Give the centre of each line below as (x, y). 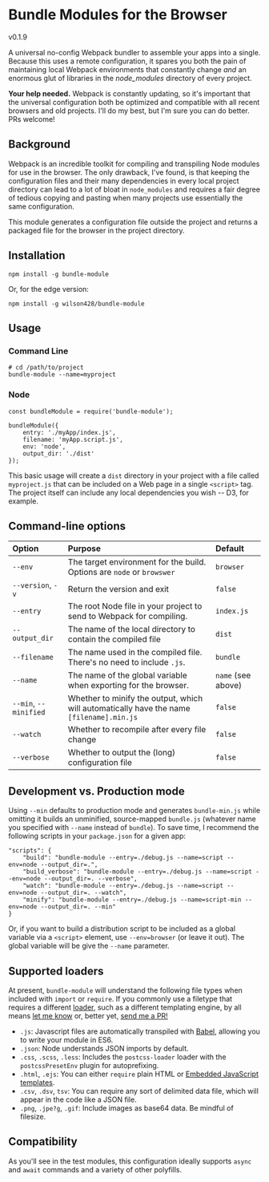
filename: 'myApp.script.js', (73, 439)
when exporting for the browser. (128, 686)
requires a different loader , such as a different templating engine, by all (125, 1007)
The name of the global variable (128, 675)
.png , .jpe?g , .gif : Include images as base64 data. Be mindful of (126, 1107)
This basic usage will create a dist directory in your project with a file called (134, 476)
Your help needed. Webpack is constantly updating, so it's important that (129, 93)
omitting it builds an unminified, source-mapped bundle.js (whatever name (132, 819)
